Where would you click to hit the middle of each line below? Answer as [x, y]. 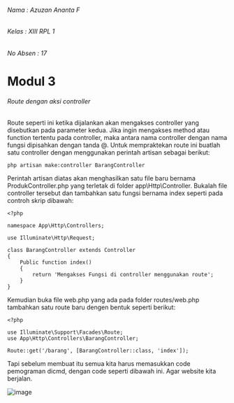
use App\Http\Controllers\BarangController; [73, 339]
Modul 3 [31, 81]
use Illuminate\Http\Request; [51, 238]
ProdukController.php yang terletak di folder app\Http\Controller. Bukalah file [117, 186]
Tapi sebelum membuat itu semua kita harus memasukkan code [99, 364]
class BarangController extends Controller [72, 250]
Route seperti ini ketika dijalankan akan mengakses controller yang [103, 123]
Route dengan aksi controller [49, 101]
